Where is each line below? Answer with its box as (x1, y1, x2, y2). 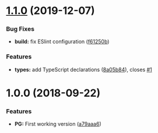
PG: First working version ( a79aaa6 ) (14, 121, 102, 128)
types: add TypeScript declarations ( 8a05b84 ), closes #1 (14, 66, 153, 73)
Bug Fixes (6, 25, 35, 33)
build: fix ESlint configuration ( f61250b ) (14, 38, 110, 45)
